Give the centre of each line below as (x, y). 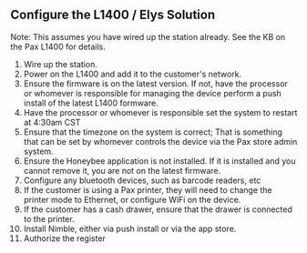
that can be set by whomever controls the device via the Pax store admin (160, 141)
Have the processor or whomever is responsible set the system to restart (160, 112)
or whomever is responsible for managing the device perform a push (152, 93)
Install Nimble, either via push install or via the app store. (130, 228)
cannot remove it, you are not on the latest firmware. (122, 170)
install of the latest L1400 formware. (91, 103)
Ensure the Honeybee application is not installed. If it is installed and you (159, 161)
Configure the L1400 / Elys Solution (113, 15)
